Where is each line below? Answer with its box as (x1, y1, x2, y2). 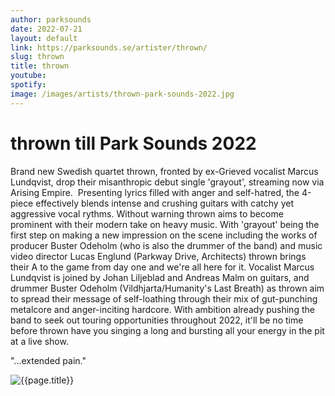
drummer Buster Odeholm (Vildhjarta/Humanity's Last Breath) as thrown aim (10, 282, 325, 294)
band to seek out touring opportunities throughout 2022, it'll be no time (10, 314, 304, 326)
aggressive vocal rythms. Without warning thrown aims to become (10, 207, 284, 220)
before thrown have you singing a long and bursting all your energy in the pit (10, 324, 325, 336)
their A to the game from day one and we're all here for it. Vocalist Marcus (10, 261, 315, 273)
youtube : (10, 71, 47, 81)
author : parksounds (10, 14, 92, 25)
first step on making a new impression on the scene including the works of (10, 229, 318, 241)
